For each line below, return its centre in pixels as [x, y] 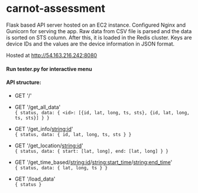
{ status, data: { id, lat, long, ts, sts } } [73, 134]
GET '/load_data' [35, 179]
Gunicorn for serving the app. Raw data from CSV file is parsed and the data [99, 31]
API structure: [24, 82]
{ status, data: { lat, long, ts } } [61, 168]
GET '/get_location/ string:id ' [49, 145]
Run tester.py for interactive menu [49, 69]
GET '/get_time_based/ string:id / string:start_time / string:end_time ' [93, 162]
